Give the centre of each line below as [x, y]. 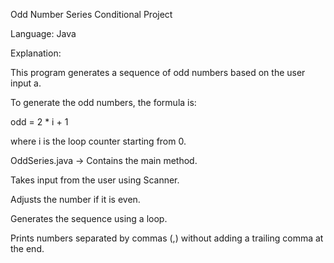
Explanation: [36, 53]
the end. [27, 248]
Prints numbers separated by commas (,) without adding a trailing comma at [167, 238]
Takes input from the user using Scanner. [95, 180]
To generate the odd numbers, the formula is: [103, 102]
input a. [26, 83]
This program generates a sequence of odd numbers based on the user [158, 72]
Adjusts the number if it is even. [75, 199]
